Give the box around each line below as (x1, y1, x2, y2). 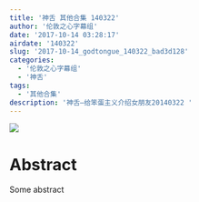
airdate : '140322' (9, 38, 79, 48)
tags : (9, 81, 30, 90)
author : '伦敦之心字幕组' (9, 22, 98, 31)
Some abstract (9, 184, 65, 196)
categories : (9, 56, 55, 65)
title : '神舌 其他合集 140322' (9, 13, 120, 23)
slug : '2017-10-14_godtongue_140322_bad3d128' (9, 47, 189, 56)
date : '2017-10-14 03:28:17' (9, 30, 120, 39)
